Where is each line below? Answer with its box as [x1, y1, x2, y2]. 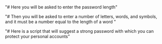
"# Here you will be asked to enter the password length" [5, 4, 118, 10]
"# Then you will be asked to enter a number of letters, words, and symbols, [5, 14, 157, 19]
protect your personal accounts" [5, 34, 71, 39]
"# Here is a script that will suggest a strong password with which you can [5, 28, 154, 34]
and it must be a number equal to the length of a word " [5, 19, 116, 24]
